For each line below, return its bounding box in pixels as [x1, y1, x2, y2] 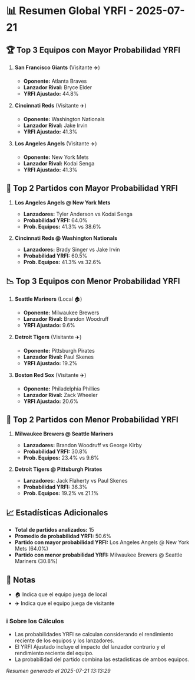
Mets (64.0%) [14, 545, 49, 552]
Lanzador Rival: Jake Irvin [23, 122, 88, 129]
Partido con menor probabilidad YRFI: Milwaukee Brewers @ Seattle [14, 551, 183, 558]
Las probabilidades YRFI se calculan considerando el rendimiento [14, 631, 174, 638]
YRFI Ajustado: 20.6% [23, 398, 78, 405]
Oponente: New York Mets [23, 154, 89, 161]
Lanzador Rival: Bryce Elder [23, 84, 92, 91]
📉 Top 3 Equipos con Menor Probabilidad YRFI [6, 276, 180, 287]
